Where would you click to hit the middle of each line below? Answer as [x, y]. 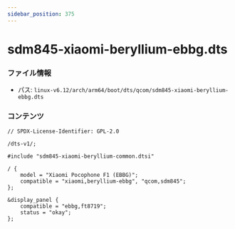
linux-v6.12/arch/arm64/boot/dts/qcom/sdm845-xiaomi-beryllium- [131, 91]
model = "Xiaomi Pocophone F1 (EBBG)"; [79, 175]
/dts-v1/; [22, 144]
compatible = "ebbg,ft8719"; [63, 207]
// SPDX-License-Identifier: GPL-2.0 [63, 132]
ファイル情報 [30, 73]
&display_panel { [33, 200]
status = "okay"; [46, 213]
